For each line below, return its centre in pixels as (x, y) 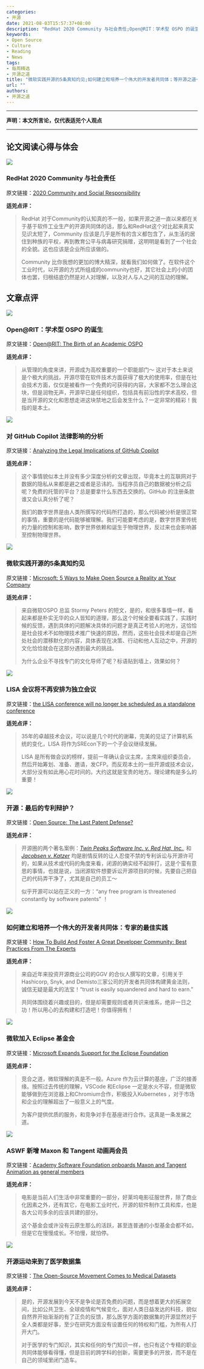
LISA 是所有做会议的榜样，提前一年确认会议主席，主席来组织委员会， (107, 756)
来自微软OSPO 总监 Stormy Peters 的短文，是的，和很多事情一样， (104, 610)
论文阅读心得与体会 (42, 147)
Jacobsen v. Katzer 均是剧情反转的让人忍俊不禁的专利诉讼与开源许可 (107, 856)
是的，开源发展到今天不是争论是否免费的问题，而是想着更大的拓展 (104, 1302)
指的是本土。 (37, 407)
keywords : (19, 35)
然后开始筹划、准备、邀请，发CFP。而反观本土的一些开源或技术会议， (109, 764)
